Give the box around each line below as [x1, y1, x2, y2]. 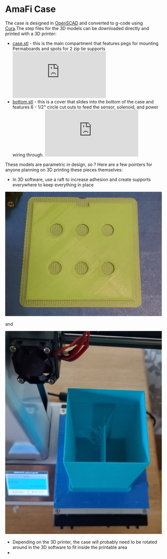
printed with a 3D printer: [5, 30, 57, 36]
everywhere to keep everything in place [12, 181, 94, 188]
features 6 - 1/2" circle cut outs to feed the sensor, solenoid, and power [12, 104, 159, 110]
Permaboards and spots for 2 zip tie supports [12, 45, 106, 51]
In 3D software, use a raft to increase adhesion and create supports [12, 176, 151, 182]
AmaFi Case [5, 3, 56, 15]
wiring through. [12, 151, 44, 158]
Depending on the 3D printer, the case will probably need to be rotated [12, 539, 158, 545]
